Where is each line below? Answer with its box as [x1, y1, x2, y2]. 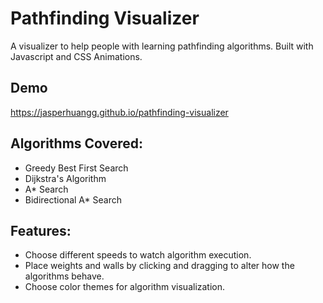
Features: [10, 222, 72, 239]
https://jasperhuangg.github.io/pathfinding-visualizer [10, 106, 229, 118]
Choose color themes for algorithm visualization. [24, 281, 226, 293]
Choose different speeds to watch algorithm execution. [24, 249, 252, 261]
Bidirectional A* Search [24, 193, 122, 206]
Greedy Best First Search [24, 162, 129, 174]
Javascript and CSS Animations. [10, 50, 143, 62]
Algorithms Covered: [10, 135, 144, 152]
